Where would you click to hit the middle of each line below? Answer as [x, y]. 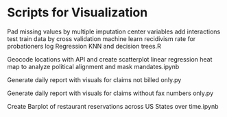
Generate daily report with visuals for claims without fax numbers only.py [110, 93]
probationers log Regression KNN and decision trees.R [84, 46]
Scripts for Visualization [77, 13]
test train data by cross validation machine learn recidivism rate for [101, 38]
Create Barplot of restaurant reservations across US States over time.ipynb [113, 106]
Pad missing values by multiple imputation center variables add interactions [114, 31]
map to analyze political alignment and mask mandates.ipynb [93, 66]
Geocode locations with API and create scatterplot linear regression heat [110, 59]
